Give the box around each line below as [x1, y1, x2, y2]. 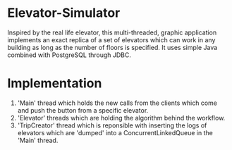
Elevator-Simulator [7, 5, 121, 21]
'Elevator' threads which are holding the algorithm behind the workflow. [17, 113, 226, 122]
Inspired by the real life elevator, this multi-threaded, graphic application [7, 28, 217, 37]
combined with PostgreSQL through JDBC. [7, 51, 132, 59]
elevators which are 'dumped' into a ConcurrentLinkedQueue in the [17, 128, 213, 137]
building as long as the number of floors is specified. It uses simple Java [7, 43, 218, 51]
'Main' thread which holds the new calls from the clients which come [17, 99, 217, 107]
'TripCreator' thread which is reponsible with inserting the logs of [17, 121, 207, 130]
